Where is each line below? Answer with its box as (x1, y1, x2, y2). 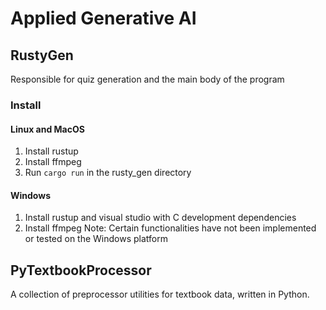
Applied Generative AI (10, 7, 197, 30)
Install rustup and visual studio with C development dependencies (24, 212, 297, 224)
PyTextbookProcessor (10, 262, 152, 279)
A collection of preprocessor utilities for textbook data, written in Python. (10, 288, 310, 301)
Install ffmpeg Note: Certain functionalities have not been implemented (24, 222, 317, 234)
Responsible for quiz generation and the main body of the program (10, 73, 285, 85)
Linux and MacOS (10, 123, 85, 135)
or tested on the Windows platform (24, 233, 169, 245)
